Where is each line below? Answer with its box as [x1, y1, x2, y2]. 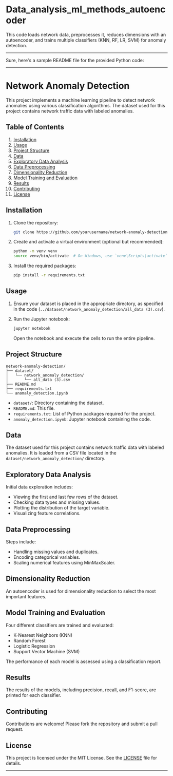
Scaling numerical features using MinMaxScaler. [13, 559, 116, 565]
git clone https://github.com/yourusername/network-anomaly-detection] [13, 230, 170, 235]
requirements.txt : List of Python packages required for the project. [13, 410, 156, 417]
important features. [6, 593, 47, 599]
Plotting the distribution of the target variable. [13, 505, 110, 511]
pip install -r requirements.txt [13, 273, 85, 278]
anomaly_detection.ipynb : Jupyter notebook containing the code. [13, 416, 151, 422]
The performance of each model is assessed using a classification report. [6, 658, 162, 665]
